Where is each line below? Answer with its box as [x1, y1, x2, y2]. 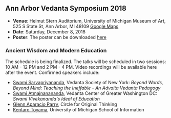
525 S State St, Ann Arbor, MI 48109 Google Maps [12, 23, 119, 29]
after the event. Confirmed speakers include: [5, 69, 100, 76]
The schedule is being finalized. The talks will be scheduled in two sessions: [5, 58, 166, 65]
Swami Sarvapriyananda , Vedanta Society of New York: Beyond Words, [12, 80, 163, 86]
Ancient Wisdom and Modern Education [5, 47, 107, 54]
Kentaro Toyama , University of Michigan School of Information [12, 107, 144, 113]
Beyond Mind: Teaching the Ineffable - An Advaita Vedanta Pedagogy [12, 85, 161, 91]
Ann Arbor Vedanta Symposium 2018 [5, 4, 126, 13]
